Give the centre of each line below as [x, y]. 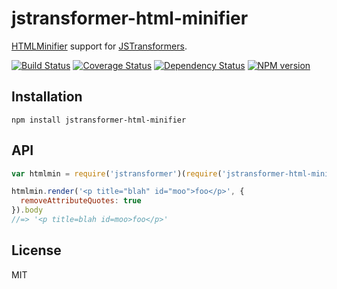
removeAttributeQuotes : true [81, 201]
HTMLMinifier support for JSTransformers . [99, 46]
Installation [47, 97]
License [36, 250]
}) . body [27, 210]
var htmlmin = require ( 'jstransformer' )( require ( [117, 173]
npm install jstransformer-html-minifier [99, 120]
